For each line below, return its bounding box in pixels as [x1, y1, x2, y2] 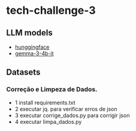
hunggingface [14, 43, 50, 50]
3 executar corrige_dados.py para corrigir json [14, 112, 130, 119]
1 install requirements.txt [14, 99, 75, 106]
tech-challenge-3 [6, 4, 96, 17]
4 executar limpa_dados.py [14, 118, 82, 125]
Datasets [6, 67, 41, 78]
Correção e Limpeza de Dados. [6, 85, 98, 94]
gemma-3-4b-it [14, 50, 54, 57]
